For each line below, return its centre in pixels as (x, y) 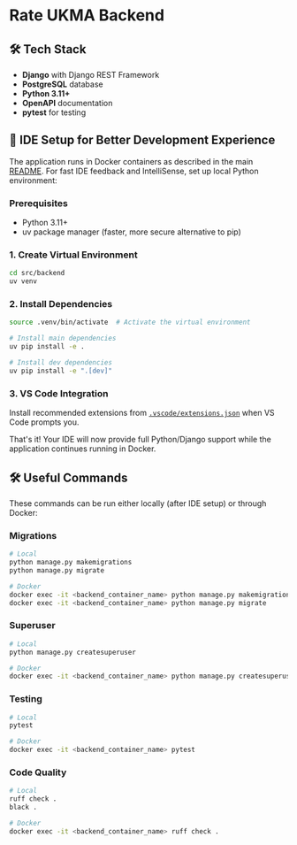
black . (23, 807)
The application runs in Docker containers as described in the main (131, 161)
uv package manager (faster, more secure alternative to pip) (131, 232)
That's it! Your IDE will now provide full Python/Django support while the (140, 440)
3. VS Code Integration (59, 393)
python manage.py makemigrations (71, 563)
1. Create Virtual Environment (74, 255)
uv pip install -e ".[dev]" (61, 371)
